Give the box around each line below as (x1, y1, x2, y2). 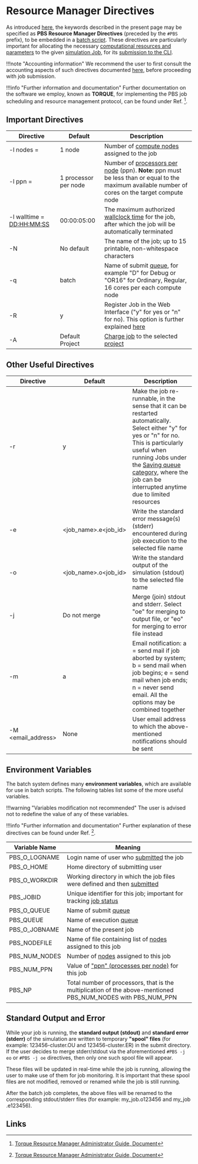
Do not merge (62, 611, 101, 620)
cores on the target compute (104, 189, 183, 197)
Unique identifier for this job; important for (67, 889, 184, 897)
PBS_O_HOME (9, 863, 48, 871)
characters (104, 252, 134, 260)
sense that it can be (132, 402, 187, 410)
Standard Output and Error (6, 1013, 105, 1024)
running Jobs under (132, 453, 187, 462)
